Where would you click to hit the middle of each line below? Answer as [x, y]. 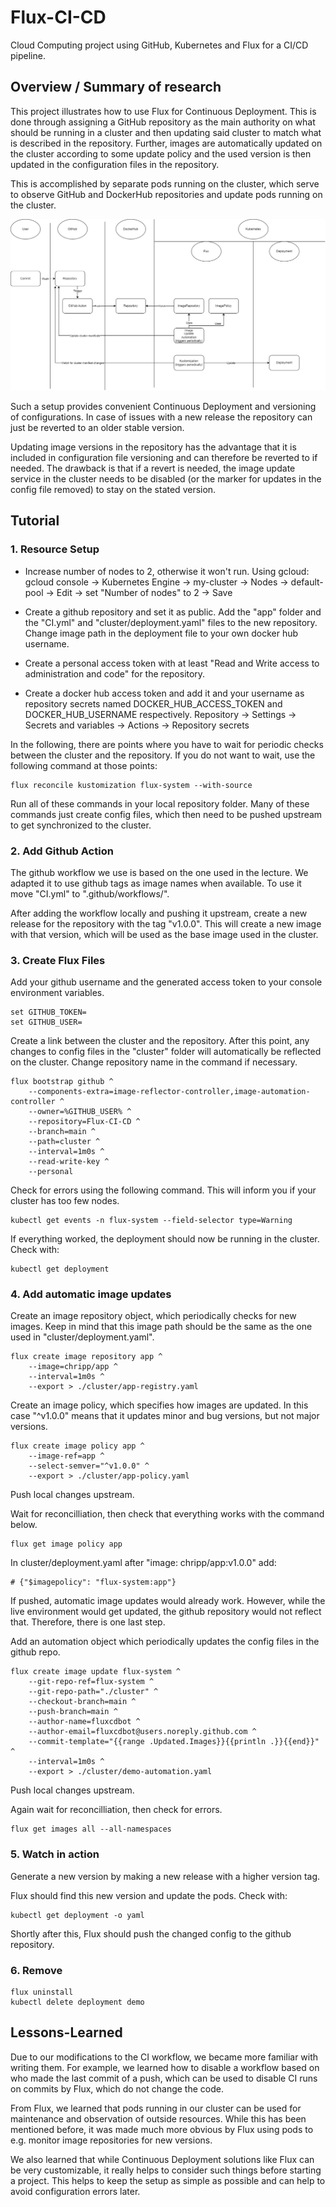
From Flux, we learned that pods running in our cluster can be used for [156, 2108]
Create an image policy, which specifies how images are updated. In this [159, 1405]
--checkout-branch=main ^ [82, 1702]
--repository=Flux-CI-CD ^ [84, 1122]
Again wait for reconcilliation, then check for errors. [116, 1810]
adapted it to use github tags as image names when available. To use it [156, 883]
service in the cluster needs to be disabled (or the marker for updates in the [166, 478]
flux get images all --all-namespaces [91, 1829]
